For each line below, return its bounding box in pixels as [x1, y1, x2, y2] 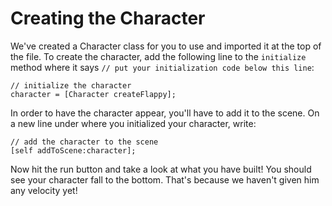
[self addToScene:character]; [10, 145, 137, 156]
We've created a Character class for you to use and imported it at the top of [10, 40, 322, 52]
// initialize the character [10, 80, 132, 91]
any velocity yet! [10, 184, 78, 196]
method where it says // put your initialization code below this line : [10, 61, 315, 73]
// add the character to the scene [10, 137, 159, 147]
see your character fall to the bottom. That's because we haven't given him [10, 173, 320, 186]
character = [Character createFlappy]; [10, 89, 177, 99]
